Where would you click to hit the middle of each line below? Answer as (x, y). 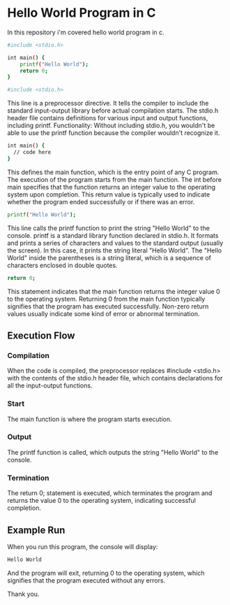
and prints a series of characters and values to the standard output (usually (115, 243)
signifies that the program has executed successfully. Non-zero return (108, 306)
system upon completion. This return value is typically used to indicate (109, 194)
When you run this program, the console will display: (83, 546)
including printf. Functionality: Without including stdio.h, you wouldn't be (111, 126)
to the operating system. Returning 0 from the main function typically (106, 299)
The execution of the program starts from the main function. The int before (114, 179)
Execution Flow (41, 335)
